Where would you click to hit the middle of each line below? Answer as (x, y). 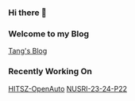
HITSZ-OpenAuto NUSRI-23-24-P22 (67, 88)
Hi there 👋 (28, 13)
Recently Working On (50, 72)
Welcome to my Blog (49, 33)
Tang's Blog (28, 51)
